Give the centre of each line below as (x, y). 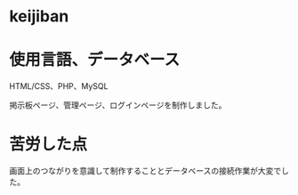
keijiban (39, 16)
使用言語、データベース (95, 60)
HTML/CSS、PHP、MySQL (59, 86)
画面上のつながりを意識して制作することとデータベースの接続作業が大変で (145, 171)
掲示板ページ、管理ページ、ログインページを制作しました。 (118, 105)
